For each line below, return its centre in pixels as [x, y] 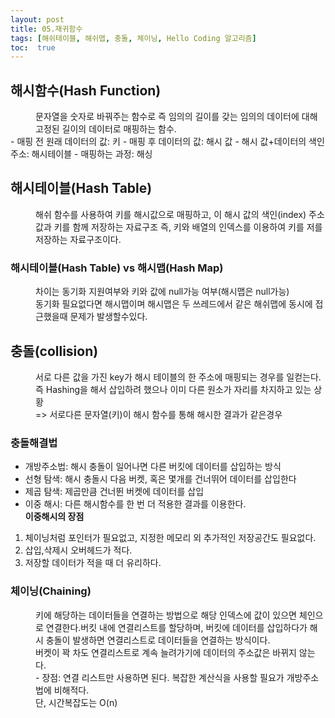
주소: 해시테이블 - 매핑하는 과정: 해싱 [81, 154]
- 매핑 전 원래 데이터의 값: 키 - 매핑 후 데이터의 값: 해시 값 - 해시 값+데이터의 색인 [167, 142]
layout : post [37, 19]
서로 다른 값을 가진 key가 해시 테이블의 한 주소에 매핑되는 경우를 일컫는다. [178, 377]
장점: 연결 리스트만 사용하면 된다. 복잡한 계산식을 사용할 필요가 [163, 677]
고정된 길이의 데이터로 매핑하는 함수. [106, 129]
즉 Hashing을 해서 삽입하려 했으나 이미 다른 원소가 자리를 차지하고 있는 [173, 389]
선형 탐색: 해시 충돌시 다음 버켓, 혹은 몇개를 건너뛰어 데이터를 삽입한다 [160, 479]
